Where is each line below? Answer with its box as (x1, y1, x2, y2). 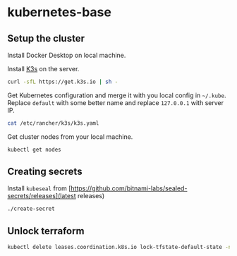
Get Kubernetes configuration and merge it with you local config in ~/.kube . (7, 91, 226, 99)
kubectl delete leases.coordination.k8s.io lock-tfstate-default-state (7, 244, 222, 251)
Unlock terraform (7, 225, 85, 237)
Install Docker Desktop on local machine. (7, 51, 126, 59)
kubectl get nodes (7, 146, 61, 153)
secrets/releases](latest (7, 192, 76, 200)
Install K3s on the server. (7, 65, 80, 73)
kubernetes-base (7, 4, 111, 20)
